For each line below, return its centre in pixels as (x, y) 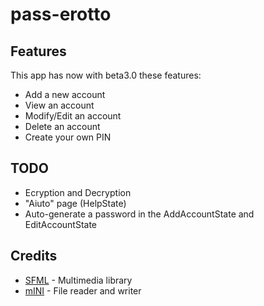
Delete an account (62, 126)
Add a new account (65, 94)
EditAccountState (61, 224)
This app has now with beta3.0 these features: (106, 75)
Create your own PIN (68, 137)
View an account (59, 105)
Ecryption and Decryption (78, 192)
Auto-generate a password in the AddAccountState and (139, 214)
